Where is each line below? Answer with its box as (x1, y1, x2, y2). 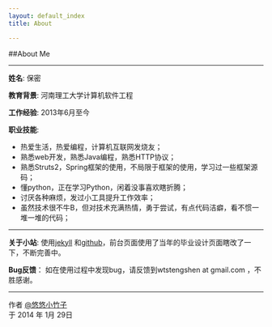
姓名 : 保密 (8, 73, 41, 83)
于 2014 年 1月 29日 (8, 309, 73, 320)
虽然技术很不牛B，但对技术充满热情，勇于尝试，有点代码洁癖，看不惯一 (19, 202, 259, 212)
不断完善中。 (22, 248, 66, 257)
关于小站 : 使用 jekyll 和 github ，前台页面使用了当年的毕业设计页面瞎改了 (8, 237, 244, 247)
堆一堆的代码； (19, 212, 70, 223)
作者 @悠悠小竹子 (8, 299, 67, 309)
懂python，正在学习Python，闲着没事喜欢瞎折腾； (19, 182, 189, 192)
